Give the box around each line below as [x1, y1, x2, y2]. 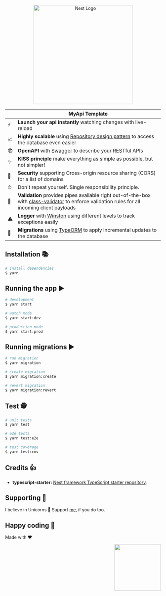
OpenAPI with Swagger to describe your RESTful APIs [17, 147, 143, 154]
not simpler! [17, 162, 45, 168]
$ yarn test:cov [5, 449, 39, 454]
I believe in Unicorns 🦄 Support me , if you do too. [5, 507, 105, 513]
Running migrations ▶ [5, 343, 75, 352]
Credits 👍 [5, 464, 37, 472]
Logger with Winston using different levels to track [17, 212, 135, 219]
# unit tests [5, 417, 32, 422]
